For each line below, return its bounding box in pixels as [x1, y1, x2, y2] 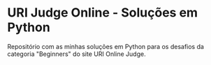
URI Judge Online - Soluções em [7, 5, 198, 21]
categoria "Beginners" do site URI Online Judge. [7, 50, 146, 58]
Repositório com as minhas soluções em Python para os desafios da [7, 42, 205, 50]
